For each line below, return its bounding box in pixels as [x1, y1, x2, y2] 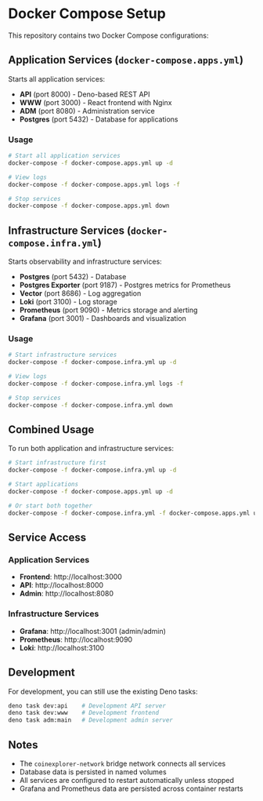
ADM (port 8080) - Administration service [19, 106, 155, 115]
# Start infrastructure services [8, 351, 117, 359]
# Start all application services [8, 152, 121, 160]
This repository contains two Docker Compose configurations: [8, 31, 209, 40]
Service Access [8, 531, 87, 544]
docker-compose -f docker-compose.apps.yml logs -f [8, 180, 180, 188]
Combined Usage [8, 423, 95, 436]
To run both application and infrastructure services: [8, 444, 175, 453]
